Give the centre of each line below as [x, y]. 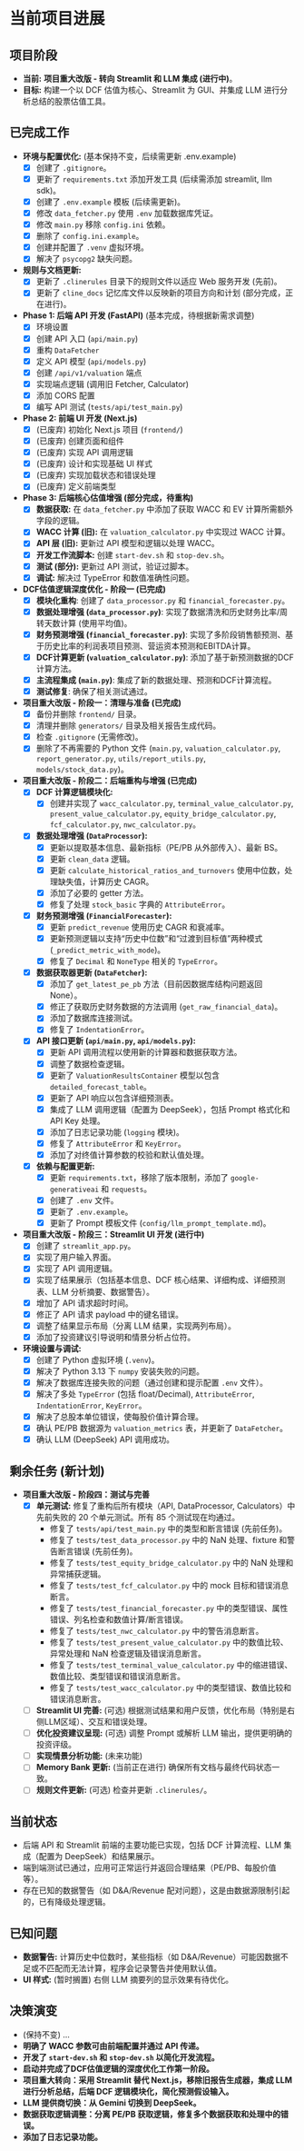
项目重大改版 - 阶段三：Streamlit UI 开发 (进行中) [113, 1235]
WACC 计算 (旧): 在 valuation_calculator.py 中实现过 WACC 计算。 [163, 532]
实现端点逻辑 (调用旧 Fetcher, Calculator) [112, 383]
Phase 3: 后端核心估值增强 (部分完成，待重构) [108, 498]
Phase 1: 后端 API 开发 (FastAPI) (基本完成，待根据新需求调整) [138, 315]
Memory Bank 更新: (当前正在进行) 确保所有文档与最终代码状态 [154, 1768]
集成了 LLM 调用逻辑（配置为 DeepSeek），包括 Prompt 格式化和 [170, 1109]
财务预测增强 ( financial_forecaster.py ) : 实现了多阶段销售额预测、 [161, 634]
